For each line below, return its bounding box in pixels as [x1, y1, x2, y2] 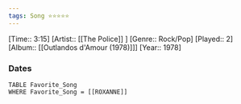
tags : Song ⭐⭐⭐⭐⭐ [8, 11, 70, 20]
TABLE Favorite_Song [8, 81, 78, 89]
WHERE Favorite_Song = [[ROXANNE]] [8, 88, 128, 96]
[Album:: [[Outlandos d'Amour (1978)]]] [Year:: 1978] [8, 42, 181, 52]
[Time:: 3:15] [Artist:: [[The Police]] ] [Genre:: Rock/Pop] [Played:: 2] [8, 34, 234, 44]
